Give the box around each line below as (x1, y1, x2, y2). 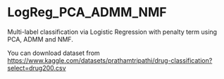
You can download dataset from (7, 49, 100, 57)
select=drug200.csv (7, 63, 66, 72)
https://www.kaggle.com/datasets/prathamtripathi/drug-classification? (7, 56, 213, 64)
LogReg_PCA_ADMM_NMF (7, 4, 167, 20)
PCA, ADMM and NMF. (7, 35, 74, 43)
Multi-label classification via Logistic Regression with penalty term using (7, 28, 217, 36)
